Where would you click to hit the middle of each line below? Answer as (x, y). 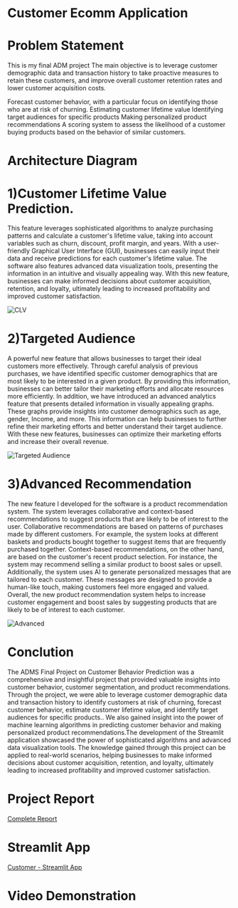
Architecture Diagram (72, 161)
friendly (19, 251)
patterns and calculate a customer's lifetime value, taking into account (110, 236)
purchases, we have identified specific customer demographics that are (113, 374)
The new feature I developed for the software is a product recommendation (118, 504)
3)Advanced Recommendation (99, 484)
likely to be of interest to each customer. (66, 610)
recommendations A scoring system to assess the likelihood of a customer (117, 125)
